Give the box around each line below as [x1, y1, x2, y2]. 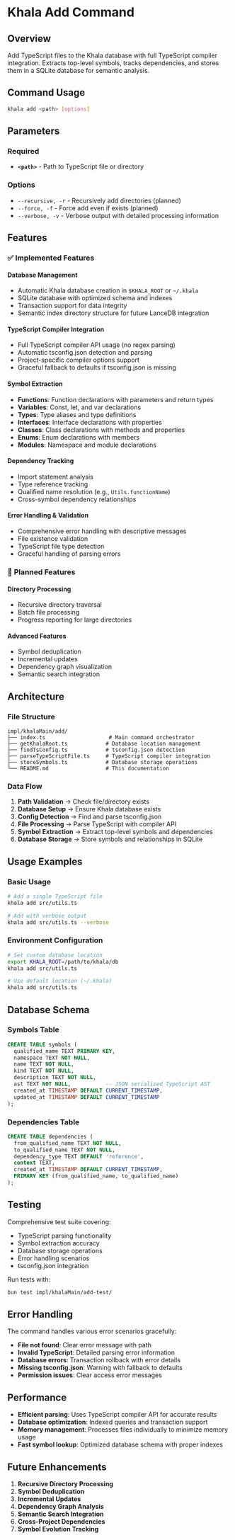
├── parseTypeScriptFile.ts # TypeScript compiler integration [7, 753, 211, 760]
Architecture [7, 690, 65, 702]
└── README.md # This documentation [7, 765, 170, 772]
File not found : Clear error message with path [17, 1341, 152, 1350]
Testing [7, 1199, 42, 1211]
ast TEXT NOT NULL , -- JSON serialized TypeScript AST [13, 1080, 211, 1088]
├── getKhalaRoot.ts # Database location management [7, 741, 201, 748]
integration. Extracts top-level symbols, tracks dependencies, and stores [7, 59, 219, 67]
